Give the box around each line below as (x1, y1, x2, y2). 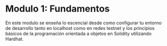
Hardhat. (5, 36, 24, 42)
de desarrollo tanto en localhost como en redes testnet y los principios (5, 25, 155, 31)
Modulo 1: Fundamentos (5, 3, 110, 15)
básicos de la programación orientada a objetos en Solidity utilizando (5, 30, 152, 36)
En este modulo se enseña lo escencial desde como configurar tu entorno (5, 20, 162, 26)
